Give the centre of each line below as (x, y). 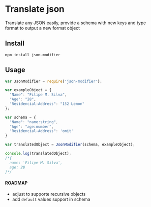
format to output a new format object (43, 28)
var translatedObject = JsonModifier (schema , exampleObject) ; (70, 145)
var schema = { (21, 117)
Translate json (35, 9)
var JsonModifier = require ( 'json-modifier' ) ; (54, 81)
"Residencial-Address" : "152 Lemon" (47, 104)
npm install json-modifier (33, 55)
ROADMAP (16, 183)
